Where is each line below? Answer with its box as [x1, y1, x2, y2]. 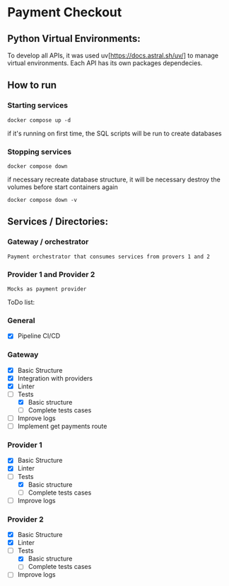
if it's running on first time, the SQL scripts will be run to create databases [7, 129, 222, 137]
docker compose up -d [7, 116, 71, 124]
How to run [7, 79, 57, 91]
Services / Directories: [7, 215, 108, 227]
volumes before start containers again [7, 182, 118, 191]
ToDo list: [7, 298, 35, 306]
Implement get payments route [17, 422, 107, 431]
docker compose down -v [7, 196, 78, 203]
